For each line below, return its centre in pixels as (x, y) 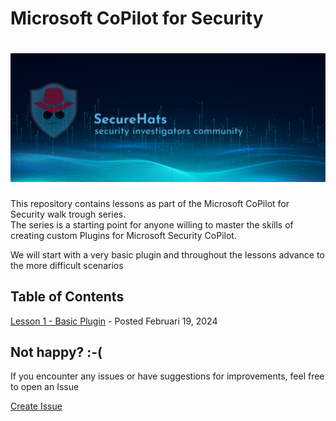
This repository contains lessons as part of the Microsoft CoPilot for (150, 203)
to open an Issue (45, 387)
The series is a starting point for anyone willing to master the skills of (152, 224)
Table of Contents (67, 297)
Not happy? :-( (56, 352)
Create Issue (36, 406)
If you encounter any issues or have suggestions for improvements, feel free (167, 376)
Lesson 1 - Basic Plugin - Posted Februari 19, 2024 (114, 321)
